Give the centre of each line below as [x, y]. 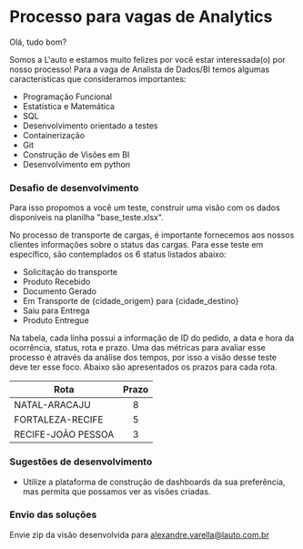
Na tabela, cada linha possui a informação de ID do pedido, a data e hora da [152, 338]
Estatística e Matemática [69, 106]
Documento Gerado [60, 291]
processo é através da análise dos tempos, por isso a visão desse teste [143, 358]
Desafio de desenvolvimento [74, 188]
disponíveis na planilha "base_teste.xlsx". [86, 218]
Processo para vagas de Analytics [141, 17]
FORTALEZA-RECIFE [59, 420]
